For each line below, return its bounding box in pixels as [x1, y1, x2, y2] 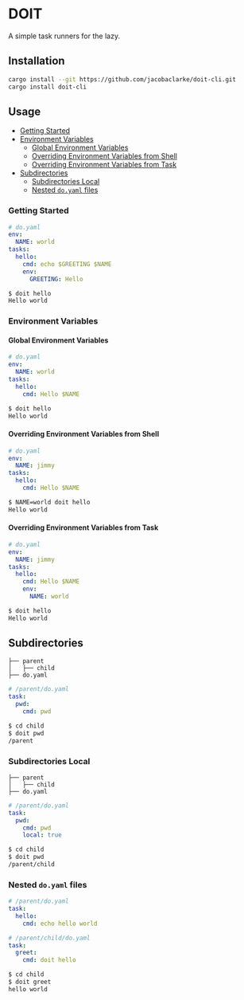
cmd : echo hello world [22, 920, 98, 927]
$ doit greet [8, 978, 52, 986]
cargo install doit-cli [8, 83, 87, 91]
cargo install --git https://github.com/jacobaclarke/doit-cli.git [8, 75, 237, 84]
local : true [22, 831, 62, 839]
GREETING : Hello [29, 275, 83, 283]
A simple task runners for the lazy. [8, 31, 121, 41]
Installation [8, 54, 65, 68]
